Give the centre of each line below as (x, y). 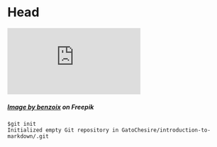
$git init (22, 124)
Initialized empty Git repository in (63, 130)
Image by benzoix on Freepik (51, 107)
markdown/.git (28, 136)
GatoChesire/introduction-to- (166, 130)
